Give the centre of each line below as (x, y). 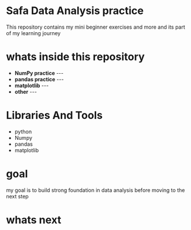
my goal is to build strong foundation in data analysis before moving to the (95, 190)
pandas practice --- (39, 79)
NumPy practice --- (39, 73)
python (23, 131)
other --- (25, 91)
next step (18, 196)
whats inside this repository (76, 57)
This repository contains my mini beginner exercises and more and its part (96, 27)
